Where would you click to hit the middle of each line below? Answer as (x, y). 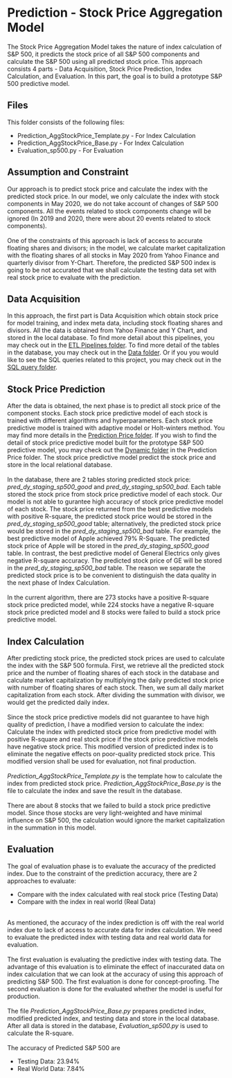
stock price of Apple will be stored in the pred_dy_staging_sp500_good (108, 546)
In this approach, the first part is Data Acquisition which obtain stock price (113, 316)
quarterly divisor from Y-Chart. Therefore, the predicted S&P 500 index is (111, 262)
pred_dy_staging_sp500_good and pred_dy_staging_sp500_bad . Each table (114, 487)
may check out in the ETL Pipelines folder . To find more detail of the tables (113, 345)
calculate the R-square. (41, 1033)
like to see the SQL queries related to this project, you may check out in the (114, 360)
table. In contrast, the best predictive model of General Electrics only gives (114, 554)
